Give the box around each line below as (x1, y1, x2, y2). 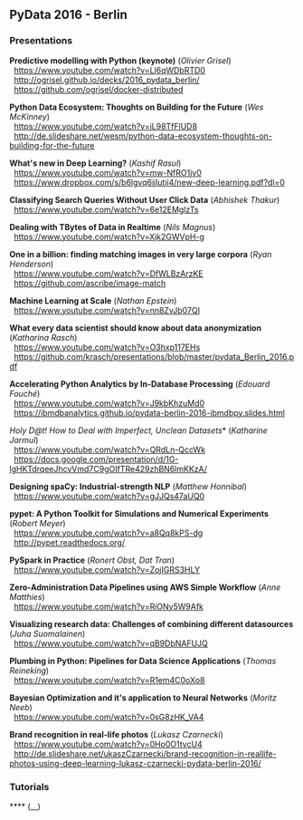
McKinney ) (9, 111, 50, 121)
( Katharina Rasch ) (9, 332, 78, 342)
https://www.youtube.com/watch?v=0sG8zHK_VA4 (13, 711, 204, 722)
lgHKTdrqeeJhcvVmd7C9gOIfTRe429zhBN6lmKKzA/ (9, 463, 208, 474)
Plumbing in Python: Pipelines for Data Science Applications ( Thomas (9, 655, 277, 666)
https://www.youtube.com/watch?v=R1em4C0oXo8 (13, 674, 205, 685)
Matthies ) (9, 591, 45, 602)
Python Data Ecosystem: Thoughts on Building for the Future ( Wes (9, 101, 264, 112)
